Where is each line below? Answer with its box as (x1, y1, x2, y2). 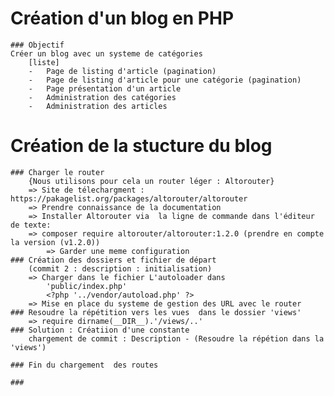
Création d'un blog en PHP (10, 7, 235, 30)
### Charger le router (10, 167, 105, 177)
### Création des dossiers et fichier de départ (10, 255, 217, 265)
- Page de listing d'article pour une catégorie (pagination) (28, 75, 302, 85)
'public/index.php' (46, 281, 128, 291)
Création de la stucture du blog (10, 135, 273, 157)
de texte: (10, 220, 52, 230)
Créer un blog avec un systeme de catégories (10, 48, 203, 59)
